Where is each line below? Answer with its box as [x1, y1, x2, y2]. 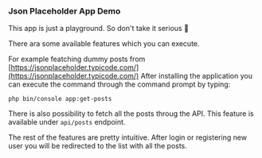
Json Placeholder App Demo [8, 6, 121, 17]
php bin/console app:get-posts [8, 95, 112, 103]
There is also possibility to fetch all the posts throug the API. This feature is [8, 109, 255, 118]
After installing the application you [140, 71, 253, 81]
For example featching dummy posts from [8, 54, 146, 64]
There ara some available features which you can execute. [8, 39, 201, 48]
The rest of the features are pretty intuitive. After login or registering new [8, 133, 248, 142]
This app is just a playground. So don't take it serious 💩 [8, 24, 190, 33]
